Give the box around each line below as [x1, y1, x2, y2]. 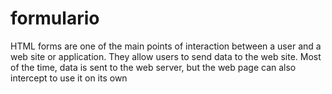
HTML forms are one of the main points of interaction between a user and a [10, 40, 322, 52]
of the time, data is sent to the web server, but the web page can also [10, 61, 297, 73]
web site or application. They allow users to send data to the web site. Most [10, 50, 322, 62]
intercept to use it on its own [10, 72, 128, 84]
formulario [10, 7, 100, 30]
